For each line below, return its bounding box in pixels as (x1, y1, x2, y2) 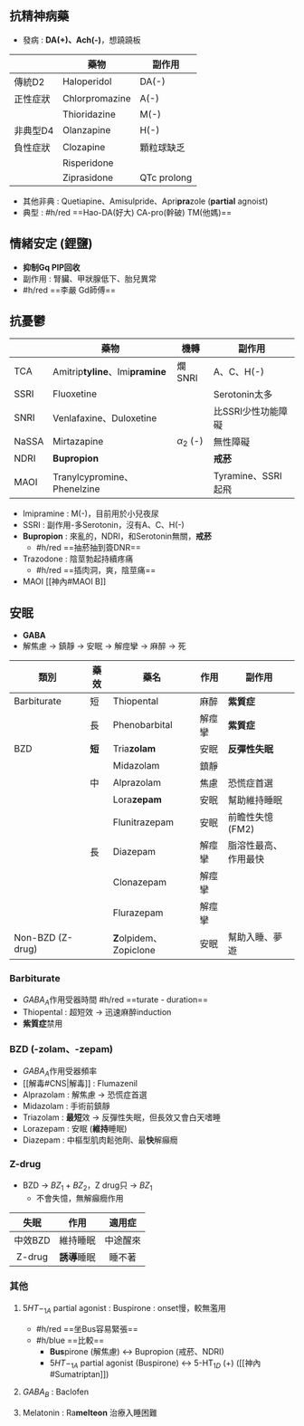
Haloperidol (62, 75, 112, 88)
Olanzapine (62, 123, 111, 136)
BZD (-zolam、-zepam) (9, 1043, 113, 1056)
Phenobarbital (112, 719, 174, 732)
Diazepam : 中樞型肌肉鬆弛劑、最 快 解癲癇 (22, 1134, 178, 1145)
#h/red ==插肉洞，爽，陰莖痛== (35, 565, 157, 576)
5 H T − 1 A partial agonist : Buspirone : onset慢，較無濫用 (22, 1302, 226, 1316)
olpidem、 (119, 932, 163, 944)
